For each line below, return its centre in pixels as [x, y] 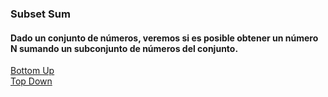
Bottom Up [32, 71]
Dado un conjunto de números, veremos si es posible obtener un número [164, 38]
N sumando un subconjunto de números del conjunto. [124, 48]
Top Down [31, 81]
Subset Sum [40, 14]
